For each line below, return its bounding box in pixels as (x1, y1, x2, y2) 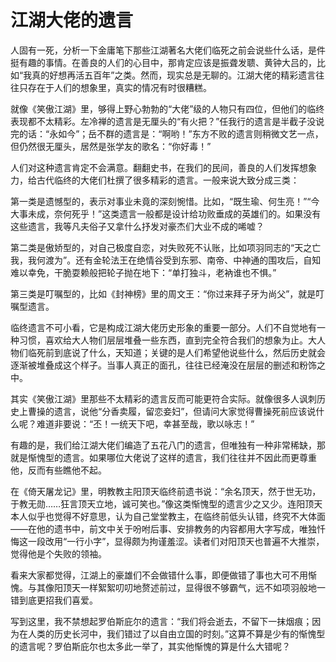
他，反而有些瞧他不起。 (10, 464, 107, 476)
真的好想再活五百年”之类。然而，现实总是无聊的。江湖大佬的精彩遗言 (31, 69, 317, 81)
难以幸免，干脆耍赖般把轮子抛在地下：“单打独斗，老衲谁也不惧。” (10, 266, 277, 278)
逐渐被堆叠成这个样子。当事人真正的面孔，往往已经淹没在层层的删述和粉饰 (10, 359, 317, 371)
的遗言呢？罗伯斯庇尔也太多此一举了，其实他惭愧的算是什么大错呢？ (10, 640, 291, 652)
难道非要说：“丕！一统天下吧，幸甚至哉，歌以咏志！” (36, 417, 255, 430)
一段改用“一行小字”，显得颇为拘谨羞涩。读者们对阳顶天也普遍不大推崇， (27, 535, 325, 547)
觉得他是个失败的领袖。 (10, 547, 107, 560)
